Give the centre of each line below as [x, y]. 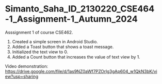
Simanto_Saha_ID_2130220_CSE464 [80, 9]
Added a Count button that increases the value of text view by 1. [76, 57]
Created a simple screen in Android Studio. [55, 41]
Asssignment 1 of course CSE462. [39, 32]
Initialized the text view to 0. [40, 52]
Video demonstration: [27, 66]
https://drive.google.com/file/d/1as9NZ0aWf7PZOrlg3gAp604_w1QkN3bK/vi [81, 71]
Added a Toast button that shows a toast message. [63, 47]
